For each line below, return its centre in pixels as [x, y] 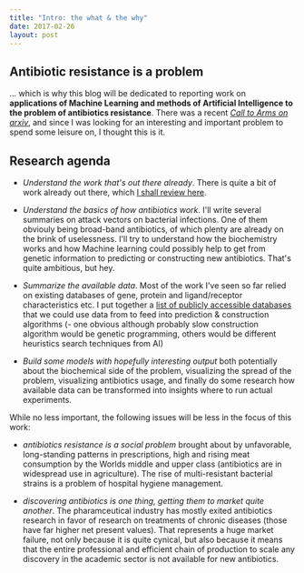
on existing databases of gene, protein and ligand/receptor [132, 295]
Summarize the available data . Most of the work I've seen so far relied [154, 286]
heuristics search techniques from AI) [93, 343]
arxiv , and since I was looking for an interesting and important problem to [147, 123]
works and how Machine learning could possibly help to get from [144, 248]
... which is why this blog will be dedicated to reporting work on [128, 94]
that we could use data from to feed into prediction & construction [146, 314]
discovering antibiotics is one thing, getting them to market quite [143, 501]
